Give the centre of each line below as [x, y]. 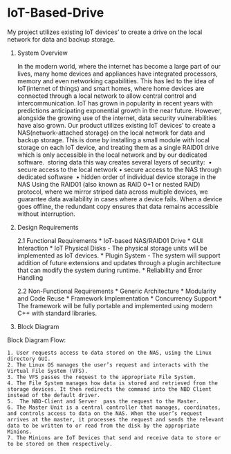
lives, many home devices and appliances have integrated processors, [117, 74]
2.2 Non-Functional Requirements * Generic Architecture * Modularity [117, 291]
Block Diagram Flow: [37, 340]
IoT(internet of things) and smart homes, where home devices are [111, 88]
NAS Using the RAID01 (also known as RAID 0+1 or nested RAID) [109, 184]
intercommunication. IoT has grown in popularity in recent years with [115, 103]
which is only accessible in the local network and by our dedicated [112, 155]
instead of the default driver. [54, 395]
